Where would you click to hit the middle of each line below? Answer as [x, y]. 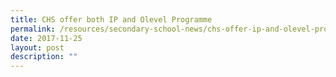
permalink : [33, 29]
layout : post [37, 47]
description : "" [44, 57]
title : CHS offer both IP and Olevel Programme [111, 19]
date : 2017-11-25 [46, 38]
